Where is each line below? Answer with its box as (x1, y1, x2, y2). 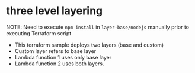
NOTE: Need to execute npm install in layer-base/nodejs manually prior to (6, 24, 190, 31)
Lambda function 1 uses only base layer (14, 54, 111, 61)
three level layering (6, 4, 103, 18)
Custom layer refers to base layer (14, 47, 97, 54)
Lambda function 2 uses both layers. (14, 60, 104, 67)
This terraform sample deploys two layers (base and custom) (14, 41, 164, 48)
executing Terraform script (6, 29, 72, 36)
